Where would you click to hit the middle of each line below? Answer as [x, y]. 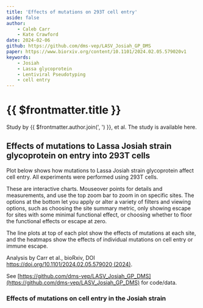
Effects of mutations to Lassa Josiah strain [89, 146]
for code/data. [159, 282]
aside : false [23, 18]
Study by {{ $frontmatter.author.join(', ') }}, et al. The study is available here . [101, 127]
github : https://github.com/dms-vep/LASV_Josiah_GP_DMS [79, 46]
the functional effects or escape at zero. [57, 221]
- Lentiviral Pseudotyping [52, 74]
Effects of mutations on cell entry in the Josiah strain [86, 298]
